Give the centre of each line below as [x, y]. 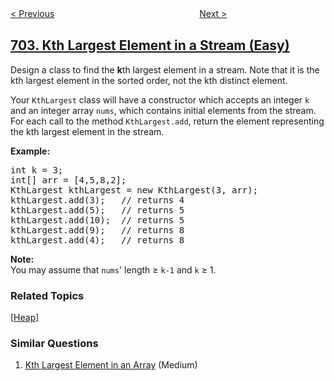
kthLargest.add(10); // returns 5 [97, 220]
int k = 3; [37, 170]
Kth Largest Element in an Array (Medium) [111, 365]
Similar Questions [54, 344]
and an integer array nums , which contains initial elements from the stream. [163, 110]
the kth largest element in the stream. [87, 131]
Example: [30, 151]
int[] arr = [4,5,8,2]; [68, 180]
